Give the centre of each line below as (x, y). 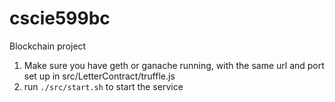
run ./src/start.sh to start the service (103, 86)
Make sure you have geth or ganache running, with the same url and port (174, 65)
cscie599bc (60, 18)
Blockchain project (48, 46)
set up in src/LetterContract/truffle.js (99, 76)
